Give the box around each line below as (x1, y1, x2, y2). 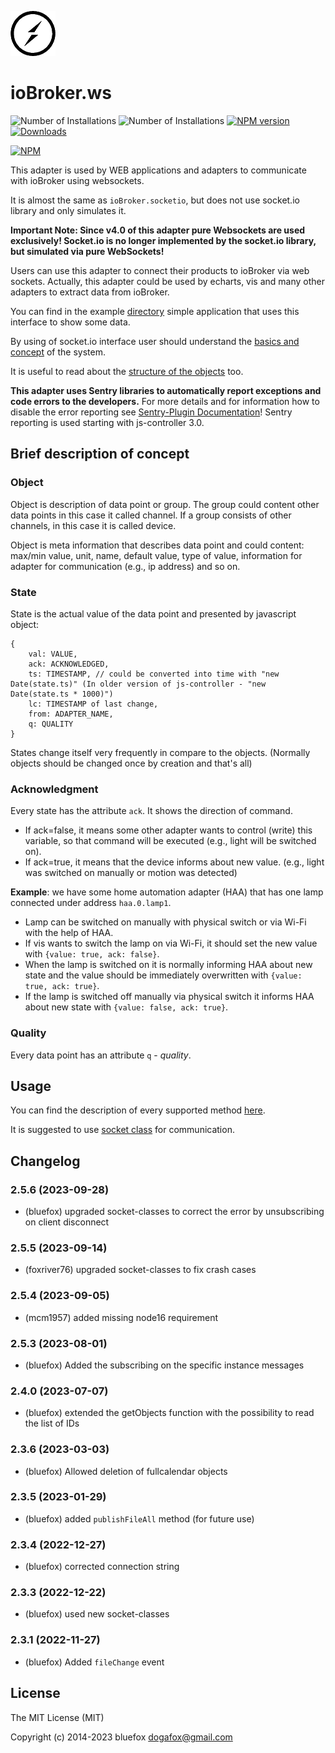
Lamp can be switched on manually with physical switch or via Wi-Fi (24, 916, 307, 928)
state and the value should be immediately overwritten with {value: (24, 969, 303, 981)
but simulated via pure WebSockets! (10, 245, 165, 257)
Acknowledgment (10, 782, 99, 796)
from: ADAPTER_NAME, (28, 709, 114, 719)
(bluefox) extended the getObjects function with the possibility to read (24, 1407, 315, 1419)
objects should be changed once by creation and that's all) (10, 757, 253, 769)
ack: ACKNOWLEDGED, (28, 659, 110, 669)
